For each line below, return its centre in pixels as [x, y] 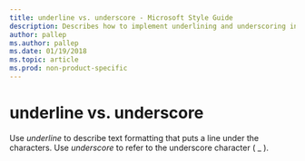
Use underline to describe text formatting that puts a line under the [134, 137]
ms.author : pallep [44, 43]
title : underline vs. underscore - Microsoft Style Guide [121, 18]
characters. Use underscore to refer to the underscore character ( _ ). [139, 147]
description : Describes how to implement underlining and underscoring [148, 26]
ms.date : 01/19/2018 [49, 52]
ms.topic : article [44, 60]
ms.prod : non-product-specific [69, 69]
